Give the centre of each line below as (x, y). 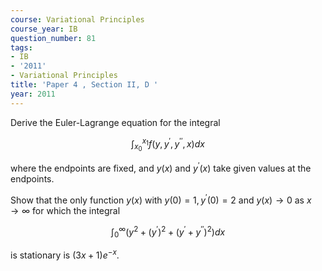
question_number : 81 (53, 38)
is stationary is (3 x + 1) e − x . (65, 254)
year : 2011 (33, 94)
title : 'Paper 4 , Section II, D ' (84, 85)
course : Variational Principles (77, 19)
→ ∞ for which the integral (65, 210)
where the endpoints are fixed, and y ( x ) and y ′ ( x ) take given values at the (161, 168)
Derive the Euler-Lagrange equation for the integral (115, 122)
